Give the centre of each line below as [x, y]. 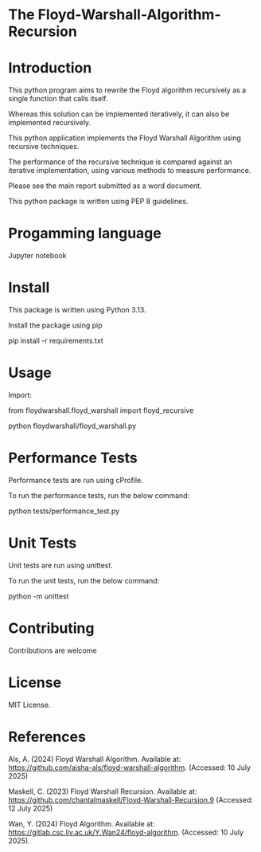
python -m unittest [39, 596]
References [47, 737]
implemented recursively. [50, 123]
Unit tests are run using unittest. [61, 565]
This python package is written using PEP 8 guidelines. [98, 202]
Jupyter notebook [37, 256]
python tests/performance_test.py [64, 511]
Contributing [51, 628]
